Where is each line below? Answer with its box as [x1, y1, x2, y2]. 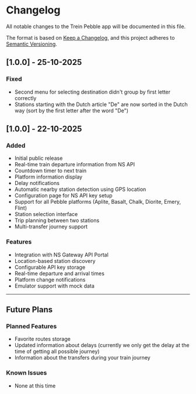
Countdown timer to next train [14, 167, 87, 174]
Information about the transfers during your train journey [14, 354, 150, 361]
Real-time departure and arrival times [14, 270, 105, 277]
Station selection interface [14, 211, 78, 218]
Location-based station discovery [14, 257, 96, 264]
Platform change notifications [14, 276, 86, 283]
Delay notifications [14, 180, 60, 187]
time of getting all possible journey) [14, 348, 100, 355]
